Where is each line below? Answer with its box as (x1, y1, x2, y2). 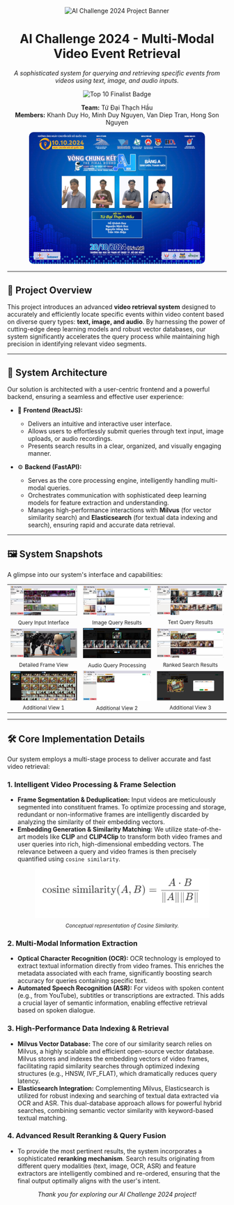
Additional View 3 (169, 704, 212, 711)
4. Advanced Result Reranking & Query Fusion (7, 1131, 166, 1141)
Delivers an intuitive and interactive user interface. (27, 419, 173, 428)
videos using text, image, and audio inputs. (54, 76, 180, 84)
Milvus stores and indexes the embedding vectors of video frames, (17, 1054, 210, 1063)
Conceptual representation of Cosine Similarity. (65, 922, 180, 929)
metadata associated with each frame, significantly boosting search (17, 969, 212, 978)
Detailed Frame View (18, 661, 68, 669)
